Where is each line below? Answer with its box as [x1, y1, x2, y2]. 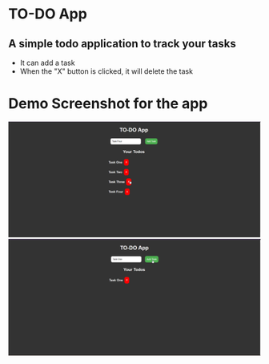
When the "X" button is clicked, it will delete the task [19, 67, 194, 76]
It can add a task [19, 58, 75, 67]
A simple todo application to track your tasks [8, 37, 236, 51]
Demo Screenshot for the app [8, 95, 208, 113]
